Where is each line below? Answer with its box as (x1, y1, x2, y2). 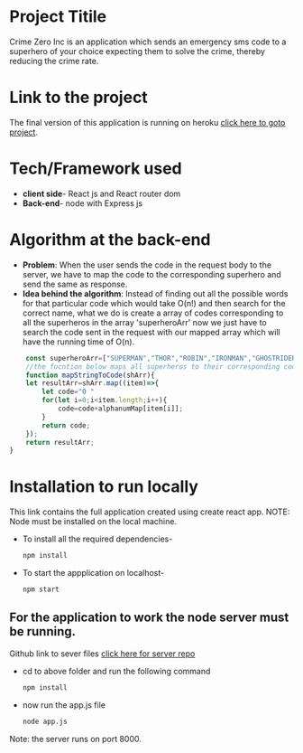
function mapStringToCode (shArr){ (25, 371, 155, 380)
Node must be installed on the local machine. (9, 516, 178, 527)
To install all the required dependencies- (22, 533, 173, 544)
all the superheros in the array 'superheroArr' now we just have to (22, 316, 268, 327)
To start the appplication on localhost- (22, 568, 165, 579)
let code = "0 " (41, 387, 95, 397)
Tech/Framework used (9, 158, 182, 179)
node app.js (22, 717, 68, 726)
